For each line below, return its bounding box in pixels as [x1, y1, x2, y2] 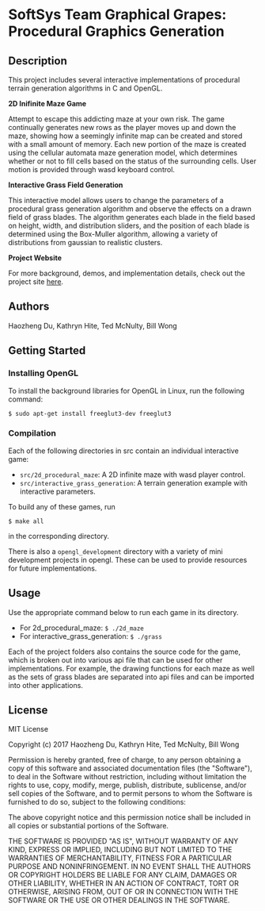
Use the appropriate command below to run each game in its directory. [8, 607, 239, 617]
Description [8, 54, 67, 67]
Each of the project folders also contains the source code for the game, [8, 647, 241, 656]
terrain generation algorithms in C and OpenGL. [8, 83, 163, 93]
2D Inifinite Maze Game [8, 99, 87, 108]
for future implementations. [8, 563, 97, 573]
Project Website [8, 253, 62, 263]
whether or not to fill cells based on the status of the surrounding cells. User [8, 156, 257, 166]
